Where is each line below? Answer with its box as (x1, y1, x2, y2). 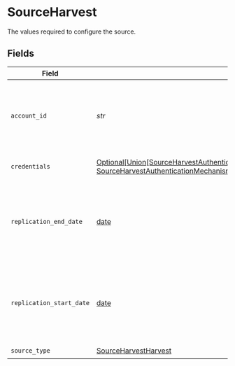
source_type (10, 347, 51, 355)
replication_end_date (10, 218, 83, 225)
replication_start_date (10, 299, 90, 307)
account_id (10, 111, 47, 120)
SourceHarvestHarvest (97, 346, 172, 356)
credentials (10, 162, 51, 170)
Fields (7, 48, 35, 59)
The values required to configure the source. (7, 27, 136, 36)
